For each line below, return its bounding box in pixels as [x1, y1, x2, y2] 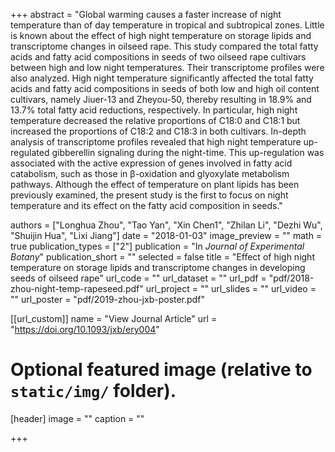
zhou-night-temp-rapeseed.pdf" [10, 283, 144, 294]
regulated [10, 147, 50, 158]
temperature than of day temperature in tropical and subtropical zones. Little [10, 19, 325, 31]
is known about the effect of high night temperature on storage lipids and [10, 30, 312, 41]
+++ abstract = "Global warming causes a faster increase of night [10, 9, 282, 20]
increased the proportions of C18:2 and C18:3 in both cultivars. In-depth [10, 125, 307, 137]
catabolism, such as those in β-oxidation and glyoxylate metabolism [10, 168, 290, 179]
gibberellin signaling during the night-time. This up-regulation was [51, 147, 325, 158]
